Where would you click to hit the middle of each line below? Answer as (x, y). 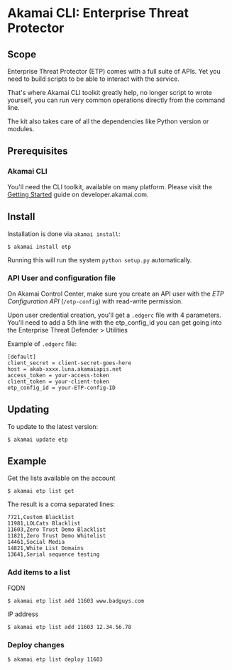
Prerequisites (38, 151)
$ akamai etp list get (41, 491)
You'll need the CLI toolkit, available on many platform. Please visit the (110, 186)
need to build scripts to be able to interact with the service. (93, 79)
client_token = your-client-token (59, 381)
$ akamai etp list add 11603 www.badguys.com (76, 601)
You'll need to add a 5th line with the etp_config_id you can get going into (115, 322)
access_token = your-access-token (59, 375)
